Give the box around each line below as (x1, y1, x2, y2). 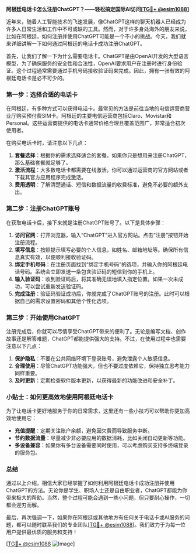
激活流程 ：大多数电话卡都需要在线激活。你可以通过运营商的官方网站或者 (14, 166, 188, 173)
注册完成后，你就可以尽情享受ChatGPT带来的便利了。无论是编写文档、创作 (6, 327, 187, 334)
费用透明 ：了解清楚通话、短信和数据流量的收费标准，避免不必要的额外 (14, 181, 184, 188)
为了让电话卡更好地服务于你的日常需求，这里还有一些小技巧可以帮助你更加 (6, 407, 185, 415)
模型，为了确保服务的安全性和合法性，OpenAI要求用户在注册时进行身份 (6, 60, 178, 67)
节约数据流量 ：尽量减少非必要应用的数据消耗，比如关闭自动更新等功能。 (14, 435, 188, 442)
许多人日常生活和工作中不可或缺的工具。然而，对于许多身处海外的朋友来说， (6, 26, 190, 32)
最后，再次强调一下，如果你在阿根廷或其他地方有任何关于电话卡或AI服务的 (6, 514, 185, 521)
